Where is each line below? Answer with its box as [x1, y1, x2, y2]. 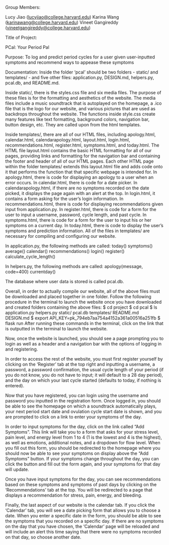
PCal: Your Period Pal [5, 44, 49, 50]
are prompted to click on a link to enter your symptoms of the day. [5, 414, 142, 420]
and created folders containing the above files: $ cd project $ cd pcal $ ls [5, 304, 157, 310]
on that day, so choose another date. [5, 534, 81, 540]
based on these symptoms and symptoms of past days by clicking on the [5, 482, 157, 488]
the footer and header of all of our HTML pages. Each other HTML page [5, 158, 154, 164]
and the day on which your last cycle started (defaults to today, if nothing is [5, 377, 161, 383]
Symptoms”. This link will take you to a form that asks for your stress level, [5, 429, 159, 435]
